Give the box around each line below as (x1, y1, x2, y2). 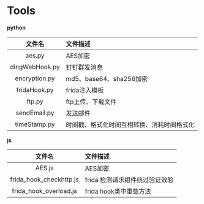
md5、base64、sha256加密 (66, 74, 148, 83)
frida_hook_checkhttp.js (10, 175, 79, 184)
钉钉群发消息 (66, 62, 103, 71)
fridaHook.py (16, 85, 54, 94)
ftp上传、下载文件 (66, 97, 117, 106)
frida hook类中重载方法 (85, 187, 152, 195)
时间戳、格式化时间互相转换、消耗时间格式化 (66, 120, 195, 129)
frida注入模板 (66, 86, 104, 94)
